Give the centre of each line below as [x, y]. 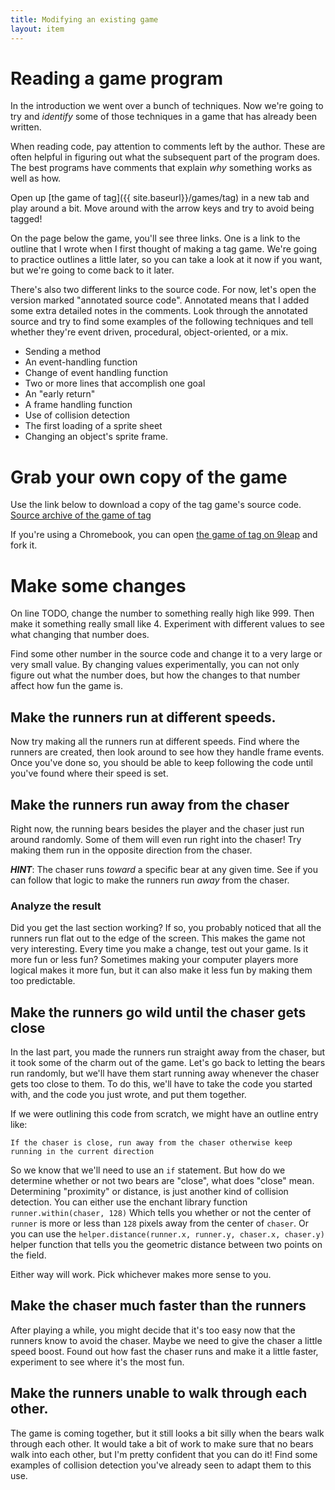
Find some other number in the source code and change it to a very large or [166, 654]
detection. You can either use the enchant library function [129, 1202]
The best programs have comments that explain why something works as [161, 168]
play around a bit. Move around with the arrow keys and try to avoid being [162, 208]
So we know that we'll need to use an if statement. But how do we [148, 1170]
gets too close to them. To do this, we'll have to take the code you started [161, 1084]
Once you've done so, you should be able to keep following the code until [162, 763]
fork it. [24, 545]
